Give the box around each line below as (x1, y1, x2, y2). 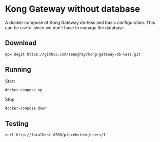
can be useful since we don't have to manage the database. (5, 24, 125, 30)
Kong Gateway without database (5, 3, 140, 15)
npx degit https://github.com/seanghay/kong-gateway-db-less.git (5, 52, 140, 57)
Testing (5, 120, 29, 128)
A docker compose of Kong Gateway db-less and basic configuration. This (5, 20, 155, 25)
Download (5, 39, 37, 47)
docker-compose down (5, 106, 47, 111)
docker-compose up (5, 88, 42, 93)
